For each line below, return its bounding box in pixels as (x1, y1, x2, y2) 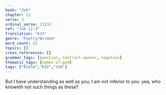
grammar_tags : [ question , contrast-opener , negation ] (5, 55, 123, 60)
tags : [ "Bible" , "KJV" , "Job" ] (5, 64, 67, 69)
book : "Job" (5, 7, 31, 13)
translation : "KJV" (5, 31, 47, 36)
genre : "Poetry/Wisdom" (5, 36, 56, 41)
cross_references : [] (5, 50, 52, 55)
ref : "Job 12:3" (5, 27, 40, 32)
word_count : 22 (5, 41, 38, 46)
